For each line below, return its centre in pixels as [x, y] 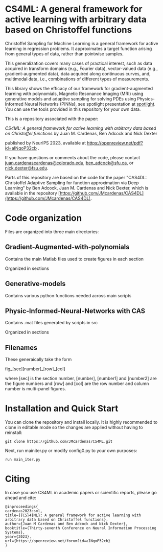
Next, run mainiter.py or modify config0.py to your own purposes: [71, 451]
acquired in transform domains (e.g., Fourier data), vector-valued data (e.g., [81, 68]
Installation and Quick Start [62, 409]
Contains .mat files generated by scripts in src [51, 323]
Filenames [21, 348]
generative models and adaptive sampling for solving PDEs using [70, 98]
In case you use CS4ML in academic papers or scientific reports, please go [81, 492]
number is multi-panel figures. [35, 389]
